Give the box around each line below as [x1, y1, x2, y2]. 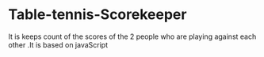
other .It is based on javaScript [8, 40, 109, 49]
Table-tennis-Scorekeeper [8, 6, 187, 24]
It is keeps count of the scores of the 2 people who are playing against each [8, 32, 257, 41]
